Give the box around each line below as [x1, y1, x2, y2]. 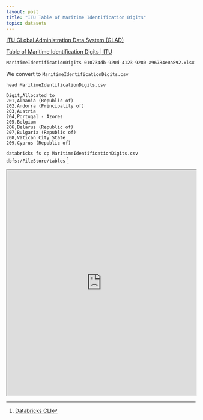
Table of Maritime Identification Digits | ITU [6, 48, 113, 55]
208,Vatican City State [6, 135, 66, 141]
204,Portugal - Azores [6, 114, 63, 120]
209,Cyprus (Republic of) [6, 140, 71, 146]
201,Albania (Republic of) [6, 98, 74, 104]
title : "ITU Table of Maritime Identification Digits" [6, 14, 147, 20]
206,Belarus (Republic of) [6, 124, 74, 130]
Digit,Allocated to [6, 93, 55, 99]
